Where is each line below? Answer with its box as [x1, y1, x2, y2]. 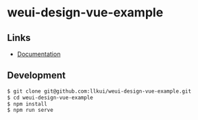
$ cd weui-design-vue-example [7, 94, 94, 101]
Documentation [16, 50, 61, 58]
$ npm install [7, 100, 48, 107]
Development [7, 70, 66, 81]
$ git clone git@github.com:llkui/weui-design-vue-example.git [7, 87, 192, 95]
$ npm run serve [7, 107, 53, 114]
